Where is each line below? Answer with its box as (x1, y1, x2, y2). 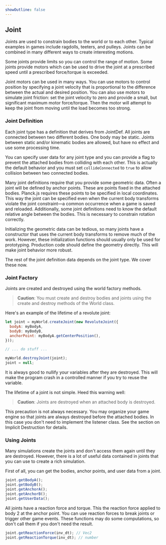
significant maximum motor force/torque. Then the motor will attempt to (5, 100, 152, 106)
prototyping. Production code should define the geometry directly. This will (5, 242, 159, 248)
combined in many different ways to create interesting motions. (5, 49, 134, 55)
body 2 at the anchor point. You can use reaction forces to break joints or (5, 510, 155, 516)
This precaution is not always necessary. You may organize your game (5, 409, 150, 415)
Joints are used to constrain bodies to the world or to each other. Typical (5, 39, 154, 45)
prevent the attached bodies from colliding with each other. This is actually (5, 159, 158, 165)
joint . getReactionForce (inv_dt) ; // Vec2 (5, 530, 92, 535)
